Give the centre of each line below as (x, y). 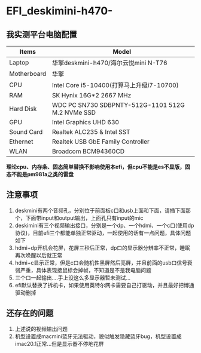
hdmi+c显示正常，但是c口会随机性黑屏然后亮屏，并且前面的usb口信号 (101, 263)
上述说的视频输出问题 (41, 329)
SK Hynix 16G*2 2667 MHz (92, 95)
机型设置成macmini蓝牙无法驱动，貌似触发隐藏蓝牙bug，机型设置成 (98, 336)
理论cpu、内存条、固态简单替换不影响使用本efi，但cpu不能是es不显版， (96, 167)
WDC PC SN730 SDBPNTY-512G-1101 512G (118, 105)
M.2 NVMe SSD (74, 113)
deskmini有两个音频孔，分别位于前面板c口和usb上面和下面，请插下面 (100, 210)
